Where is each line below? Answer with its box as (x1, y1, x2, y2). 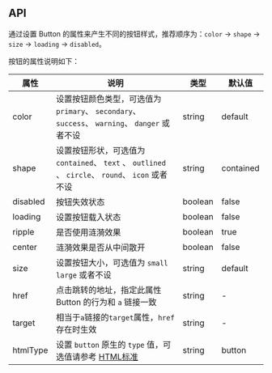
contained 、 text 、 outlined (56, 157, 166, 168)
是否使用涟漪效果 (56, 227, 121, 238)
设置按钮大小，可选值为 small (56, 256, 168, 268)
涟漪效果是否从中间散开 (56, 242, 146, 253)
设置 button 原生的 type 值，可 (56, 339, 172, 350)
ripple (12, 226, 35, 237)
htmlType (12, 344, 49, 355)
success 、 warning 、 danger (56, 117, 160, 129)
